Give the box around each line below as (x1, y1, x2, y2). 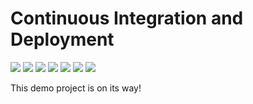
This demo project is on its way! (10, 82, 142, 94)
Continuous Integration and (10, 7, 244, 30)
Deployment (10, 28, 115, 51)
